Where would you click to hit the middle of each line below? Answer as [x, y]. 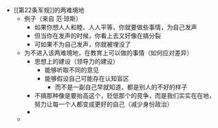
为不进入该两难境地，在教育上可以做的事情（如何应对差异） [108, 53]
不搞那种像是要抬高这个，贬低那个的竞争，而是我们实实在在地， [124, 95]
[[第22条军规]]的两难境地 [49, 10]
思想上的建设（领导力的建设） [76, 61]
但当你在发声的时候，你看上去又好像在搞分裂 [98, 36]
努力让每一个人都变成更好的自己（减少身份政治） [103, 104]
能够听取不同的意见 [72, 70]
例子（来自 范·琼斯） [53, 18]
